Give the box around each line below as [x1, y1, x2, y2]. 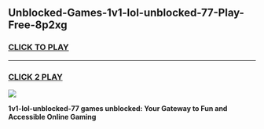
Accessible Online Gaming [8, 112, 97, 121]
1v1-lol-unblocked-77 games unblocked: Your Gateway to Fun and [8, 103, 228, 113]
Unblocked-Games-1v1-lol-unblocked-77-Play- [8, 6, 245, 20]
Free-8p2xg [8, 19, 68, 32]
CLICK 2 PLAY [8, 71, 63, 82]
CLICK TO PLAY [8, 42, 69, 53]
